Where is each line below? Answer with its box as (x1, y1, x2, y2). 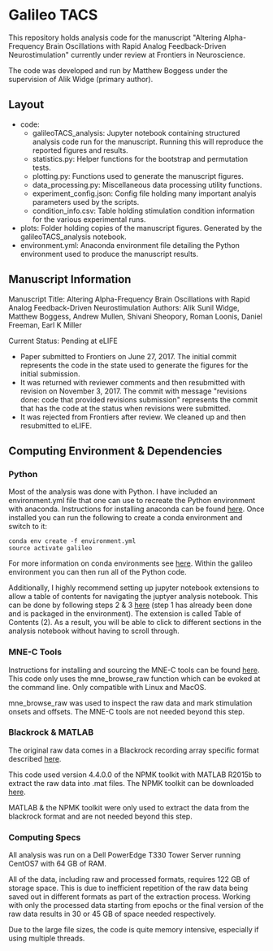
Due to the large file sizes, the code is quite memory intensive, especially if (8, 925, 259, 935)
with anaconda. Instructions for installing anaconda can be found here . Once (8, 504, 266, 514)
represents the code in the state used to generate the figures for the (19, 360, 249, 370)
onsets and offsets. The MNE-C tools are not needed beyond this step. (8, 706, 245, 716)
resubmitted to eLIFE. (19, 420, 92, 430)
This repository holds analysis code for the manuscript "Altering (8, 33, 222, 42)
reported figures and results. (32, 145, 128, 155)
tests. (32, 163, 51, 172)
